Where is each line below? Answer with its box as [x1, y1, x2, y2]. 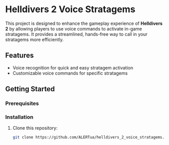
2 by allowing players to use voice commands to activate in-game [5, 25, 143, 31]
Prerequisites [5, 100, 39, 107]
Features [5, 51, 34, 60]
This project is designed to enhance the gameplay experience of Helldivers [5, 20, 163, 26]
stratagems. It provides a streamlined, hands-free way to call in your [5, 31, 148, 37]
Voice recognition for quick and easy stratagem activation [12, 64, 133, 70]
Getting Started [5, 85, 55, 93]
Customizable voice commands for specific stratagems [12, 70, 128, 76]
